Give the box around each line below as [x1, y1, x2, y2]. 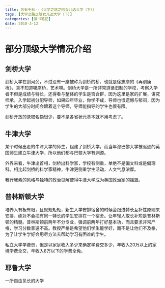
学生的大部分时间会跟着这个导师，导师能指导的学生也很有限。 [5, 103, 130, 109]
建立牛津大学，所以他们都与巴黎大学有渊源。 [18, 150, 109, 156]
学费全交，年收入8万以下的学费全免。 [9, 248, 85, 254]
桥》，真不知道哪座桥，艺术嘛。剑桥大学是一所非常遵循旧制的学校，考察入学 [5, 85, 158, 91]
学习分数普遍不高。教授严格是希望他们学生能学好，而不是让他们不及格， [13, 225, 160, 231]
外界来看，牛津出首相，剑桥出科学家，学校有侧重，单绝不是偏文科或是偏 [5, 160, 151, 166]
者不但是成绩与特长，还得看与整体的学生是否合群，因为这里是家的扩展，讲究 [5, 91, 160, 97]
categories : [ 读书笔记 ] [5, 16, 51, 21]
